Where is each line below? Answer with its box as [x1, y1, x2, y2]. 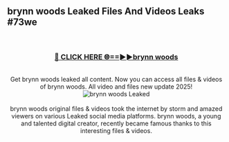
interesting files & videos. [80, 127, 152, 135]
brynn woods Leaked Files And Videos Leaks [7, 6, 205, 17]
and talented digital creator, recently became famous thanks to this [20, 119, 212, 127]
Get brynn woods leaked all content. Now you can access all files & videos [10, 76, 223, 84]
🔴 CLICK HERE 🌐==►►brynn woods [54, 52, 178, 62]
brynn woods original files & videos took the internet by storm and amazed [10, 105, 223, 113]
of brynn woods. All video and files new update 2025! [39, 82, 193, 91]
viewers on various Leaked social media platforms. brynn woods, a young [11, 112, 221, 121]
